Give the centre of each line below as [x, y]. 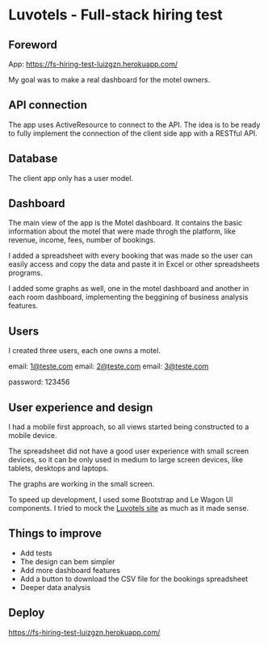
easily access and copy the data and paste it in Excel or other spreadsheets [134, 264]
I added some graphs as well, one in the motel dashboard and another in [129, 289]
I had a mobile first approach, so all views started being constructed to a [129, 427]
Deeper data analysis [55, 587]
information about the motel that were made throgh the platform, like [122, 231]
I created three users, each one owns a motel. [85, 351]
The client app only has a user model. [71, 178]
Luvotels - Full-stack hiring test [116, 15]
